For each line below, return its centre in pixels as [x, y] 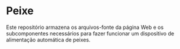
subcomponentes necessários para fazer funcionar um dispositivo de [90, 33]
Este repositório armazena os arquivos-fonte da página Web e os [85, 27]
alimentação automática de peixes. [48, 40]
